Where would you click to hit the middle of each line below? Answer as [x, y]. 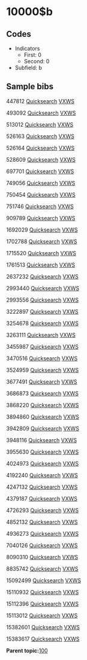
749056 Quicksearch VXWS [41, 183]
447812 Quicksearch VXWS [40, 101]
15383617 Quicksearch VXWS [43, 639]
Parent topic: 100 [27, 650]
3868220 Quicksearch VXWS [43, 405]
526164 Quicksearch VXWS [40, 148]
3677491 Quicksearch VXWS [42, 381]
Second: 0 [37, 61]
